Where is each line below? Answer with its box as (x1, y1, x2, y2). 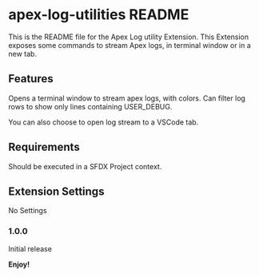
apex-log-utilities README (8, 6, 189, 24)
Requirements (8, 140, 80, 154)
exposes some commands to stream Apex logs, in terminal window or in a (8, 40, 252, 49)
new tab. (8, 49, 38, 58)
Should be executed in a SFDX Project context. (8, 161, 162, 171)
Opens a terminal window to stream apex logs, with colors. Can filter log (8, 93, 246, 103)
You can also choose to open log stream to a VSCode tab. (8, 117, 199, 127)
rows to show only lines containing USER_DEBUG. (8, 101, 173, 111)
